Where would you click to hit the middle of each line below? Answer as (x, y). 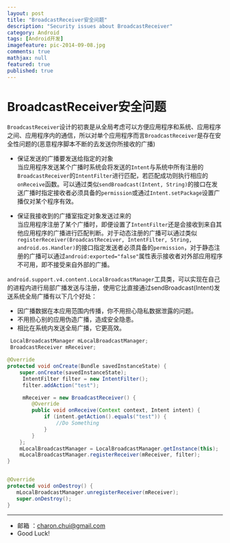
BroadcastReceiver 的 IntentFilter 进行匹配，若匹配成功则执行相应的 (113, 176)
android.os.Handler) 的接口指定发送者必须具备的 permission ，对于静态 (115, 248)
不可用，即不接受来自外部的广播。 (65, 265)
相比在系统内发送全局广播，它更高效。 (71, 328)
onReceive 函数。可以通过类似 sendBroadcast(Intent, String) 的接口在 (114, 184)
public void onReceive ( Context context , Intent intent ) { (116, 411)
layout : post (26, 13)
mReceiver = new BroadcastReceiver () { (79, 398)
